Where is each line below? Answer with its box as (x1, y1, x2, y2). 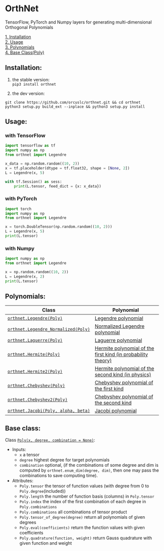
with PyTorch (5, 195, 38, 202)
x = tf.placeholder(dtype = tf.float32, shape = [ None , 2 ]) (5, 166, 130, 170)
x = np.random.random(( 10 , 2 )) (5, 270, 69, 275)
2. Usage (5, 39, 23, 45)
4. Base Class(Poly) (5, 49, 45, 55)
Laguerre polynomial (95, 337, 143, 344)
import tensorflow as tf (5, 143, 56, 148)
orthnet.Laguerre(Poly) (7, 337, 63, 343)
